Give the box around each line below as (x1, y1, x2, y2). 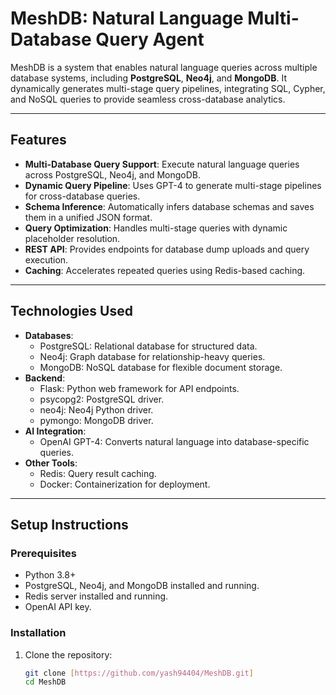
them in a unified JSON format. (24, 211, 153, 223)
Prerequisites (10, 546, 77, 560)
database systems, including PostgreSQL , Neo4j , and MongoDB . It (10, 72, 287, 84)
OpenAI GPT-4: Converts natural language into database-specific (39, 435, 310, 447)
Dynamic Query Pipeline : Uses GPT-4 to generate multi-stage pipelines (24, 179, 322, 191)
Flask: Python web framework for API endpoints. (39, 382, 240, 394)
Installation (10, 626, 67, 640)
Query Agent (95, 28, 205, 51)
